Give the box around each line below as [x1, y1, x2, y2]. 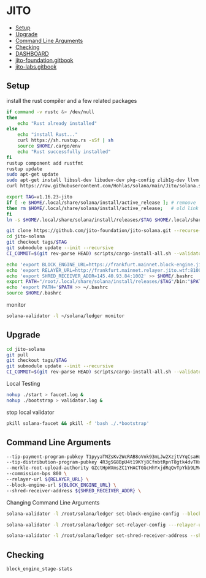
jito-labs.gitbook [15, 62, 57, 70]
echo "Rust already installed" [17, 120, 97, 126]
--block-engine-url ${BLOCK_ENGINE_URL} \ [6, 482, 116, 488]
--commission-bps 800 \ [6, 471, 67, 477]
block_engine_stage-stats [6, 566, 72, 572]
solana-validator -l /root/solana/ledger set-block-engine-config [6, 511, 180, 517]
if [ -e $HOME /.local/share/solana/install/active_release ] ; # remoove [6, 200, 196, 206]
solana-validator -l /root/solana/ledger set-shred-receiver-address [6, 533, 188, 539]
